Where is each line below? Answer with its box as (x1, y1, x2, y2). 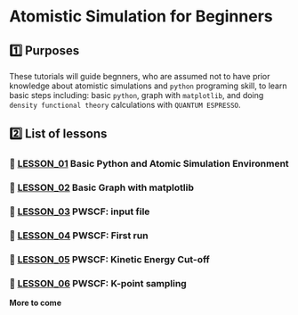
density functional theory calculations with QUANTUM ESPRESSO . (9, 100, 242, 110)
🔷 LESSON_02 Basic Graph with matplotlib (9, 181, 194, 194)
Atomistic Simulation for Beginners (9, 6, 273, 27)
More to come (9, 297, 62, 309)
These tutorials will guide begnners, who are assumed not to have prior (9, 71, 270, 81)
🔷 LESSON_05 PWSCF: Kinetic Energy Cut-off (9, 253, 211, 265)
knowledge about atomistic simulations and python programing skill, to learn (9, 80, 287, 91)
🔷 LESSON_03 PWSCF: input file (9, 205, 150, 218)
